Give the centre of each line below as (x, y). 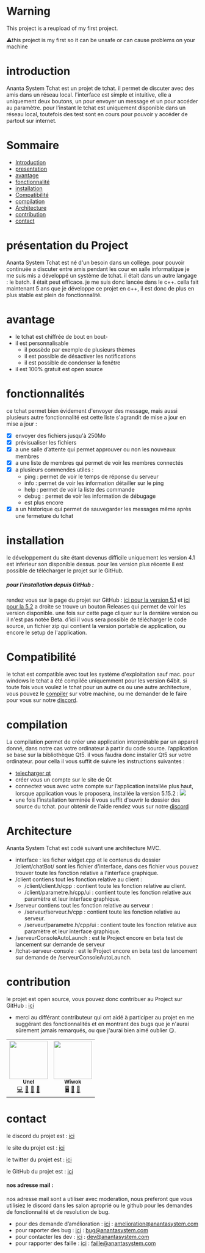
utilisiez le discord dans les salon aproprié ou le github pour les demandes (100, 1205)
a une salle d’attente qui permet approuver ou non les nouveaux (95, 449)
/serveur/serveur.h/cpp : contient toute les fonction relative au (102, 912)
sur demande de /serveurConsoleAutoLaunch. (73, 957)
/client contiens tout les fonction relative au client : (78, 879)
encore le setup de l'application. (47, 632)
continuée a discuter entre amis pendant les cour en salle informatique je (98, 269)
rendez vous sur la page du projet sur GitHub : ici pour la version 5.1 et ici (98, 600)
